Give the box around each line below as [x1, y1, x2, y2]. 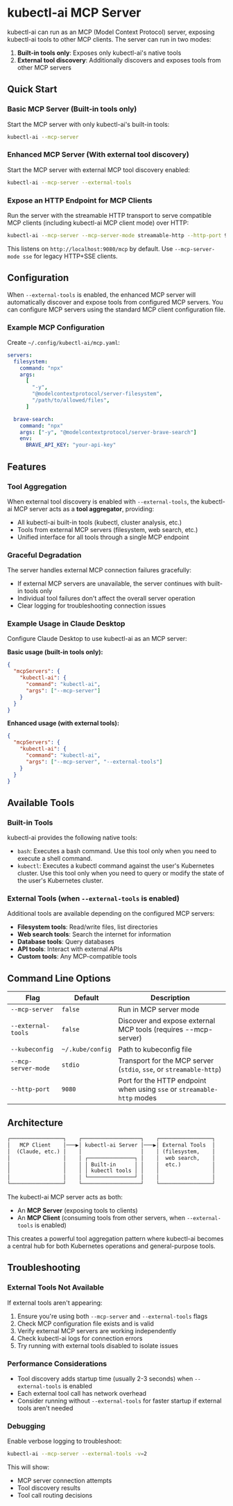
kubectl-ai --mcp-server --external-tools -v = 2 [7, 1451, 148, 1457]
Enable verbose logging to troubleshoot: [7, 1437, 122, 1446]
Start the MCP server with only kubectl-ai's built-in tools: [7, 120, 170, 128]
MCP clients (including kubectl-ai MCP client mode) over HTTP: [7, 219, 189, 227]
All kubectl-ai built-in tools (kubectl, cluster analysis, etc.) [17, 518, 182, 527]
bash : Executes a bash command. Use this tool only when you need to [17, 847, 217, 855]
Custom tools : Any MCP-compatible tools [17, 952, 137, 961]
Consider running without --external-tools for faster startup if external [17, 1396, 222, 1405]
